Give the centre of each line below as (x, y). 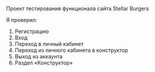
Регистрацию (32, 31)
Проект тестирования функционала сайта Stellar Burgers (77, 9)
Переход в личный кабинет (49, 44)
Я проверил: (22, 20)
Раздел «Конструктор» (43, 63)
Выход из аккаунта (38, 56)
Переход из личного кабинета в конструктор (71, 50)
